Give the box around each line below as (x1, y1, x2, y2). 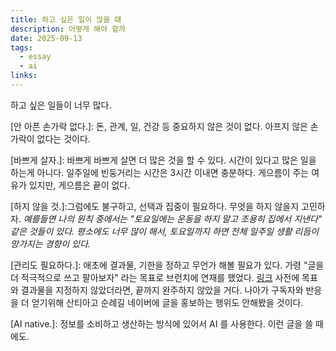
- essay (19, 52, 52, 62)
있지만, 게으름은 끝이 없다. (28, 179, 131, 191)
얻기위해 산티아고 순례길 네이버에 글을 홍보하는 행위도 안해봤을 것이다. (31, 296, 304, 308)
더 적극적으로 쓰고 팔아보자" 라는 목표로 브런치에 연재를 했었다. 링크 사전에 (10, 271, 300, 283)
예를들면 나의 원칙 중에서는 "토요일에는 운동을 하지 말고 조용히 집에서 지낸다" (23, 212, 323, 225)
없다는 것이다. (36, 132, 91, 145)
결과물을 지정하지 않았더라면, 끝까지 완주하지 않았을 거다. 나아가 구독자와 (20, 284, 304, 296)
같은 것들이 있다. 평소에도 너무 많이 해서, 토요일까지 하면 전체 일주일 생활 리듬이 (10, 225, 320, 237)
